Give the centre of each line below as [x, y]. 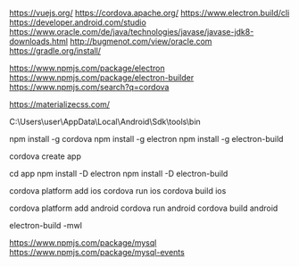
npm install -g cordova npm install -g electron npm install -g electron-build [146, 139]
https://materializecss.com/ [59, 104]
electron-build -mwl [46, 225]
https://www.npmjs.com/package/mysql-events [97, 252]
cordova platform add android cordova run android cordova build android [144, 208]
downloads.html [39, 41]
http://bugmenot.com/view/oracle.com [141, 41]
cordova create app [46, 156]
